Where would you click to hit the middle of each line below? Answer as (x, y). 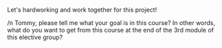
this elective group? (35, 37)
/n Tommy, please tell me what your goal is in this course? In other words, (111, 23)
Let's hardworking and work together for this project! (82, 10)
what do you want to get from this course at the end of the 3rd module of (111, 30)
